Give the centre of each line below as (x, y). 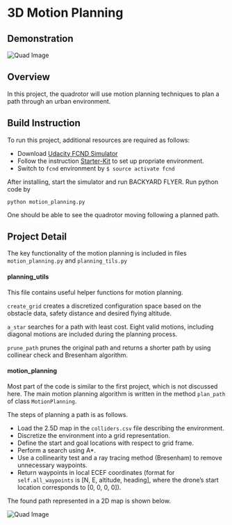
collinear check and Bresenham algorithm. (68, 355)
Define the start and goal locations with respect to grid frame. (106, 443)
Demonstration (41, 39)
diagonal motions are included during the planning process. (92, 334)
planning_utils (28, 277)
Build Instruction (44, 123)
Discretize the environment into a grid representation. (93, 435)
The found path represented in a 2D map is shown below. (89, 501)
